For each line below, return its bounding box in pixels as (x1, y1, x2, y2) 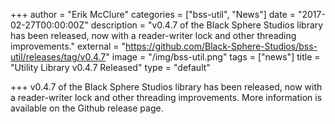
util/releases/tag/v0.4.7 (10, 51, 107, 63)
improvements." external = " (10, 40, 127, 52)
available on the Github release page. (10, 102, 164, 114)
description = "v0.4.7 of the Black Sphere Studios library (90, 19, 324, 31)
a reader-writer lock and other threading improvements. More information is (10, 92, 323, 103)
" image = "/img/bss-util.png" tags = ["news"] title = (105, 51, 321, 63)
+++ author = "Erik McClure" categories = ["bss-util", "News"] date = (10, 9, 296, 20)
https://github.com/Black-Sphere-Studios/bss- (125, 40, 318, 52)
